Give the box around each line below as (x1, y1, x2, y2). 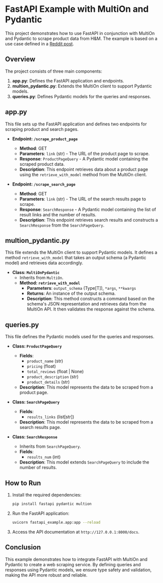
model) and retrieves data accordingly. (5, 260, 83, 266)
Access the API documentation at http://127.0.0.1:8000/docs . (12, 529, 140, 535)
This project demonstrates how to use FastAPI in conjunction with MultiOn (5, 30, 155, 36)
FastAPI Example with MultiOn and (5, 3, 149, 15)
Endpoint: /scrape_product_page (12, 136, 78, 142)
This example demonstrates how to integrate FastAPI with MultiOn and (5, 556, 148, 562)
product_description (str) (27, 374, 79, 380)
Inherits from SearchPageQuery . (19, 443, 81, 450)
